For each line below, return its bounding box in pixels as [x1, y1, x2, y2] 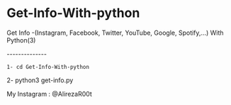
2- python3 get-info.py [6, 76, 74, 84]
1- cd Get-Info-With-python [6, 63, 90, 70]
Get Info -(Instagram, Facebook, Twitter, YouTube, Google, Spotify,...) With [6, 28, 224, 37]
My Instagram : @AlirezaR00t [6, 89, 93, 98]
